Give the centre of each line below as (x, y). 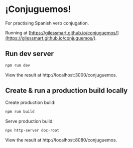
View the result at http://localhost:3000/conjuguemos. (61, 75)
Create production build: (30, 102)
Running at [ (18, 32)
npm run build (20, 112)
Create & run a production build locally (66, 91)
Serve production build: (29, 121)
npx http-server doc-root (32, 130)
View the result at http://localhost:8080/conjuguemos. (61, 140)
